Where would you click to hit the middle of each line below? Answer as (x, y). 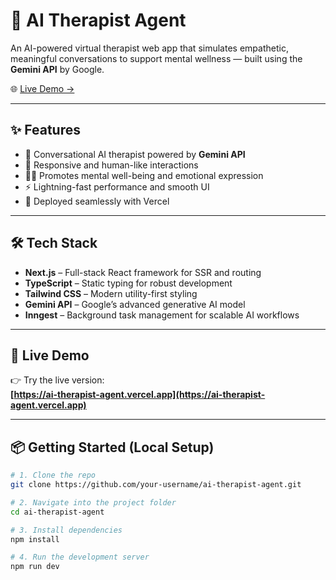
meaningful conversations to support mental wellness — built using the (156, 58)
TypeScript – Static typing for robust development (128, 283)
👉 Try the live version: (57, 380)
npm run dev (35, 567)
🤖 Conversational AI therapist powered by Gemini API (135, 154)
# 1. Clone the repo (53, 475)
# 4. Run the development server (80, 557)
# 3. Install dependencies (66, 530)
